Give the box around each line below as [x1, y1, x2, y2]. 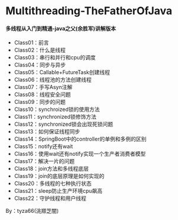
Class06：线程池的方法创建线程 [14, 76, 92, 84]
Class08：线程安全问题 [14, 91, 71, 98]
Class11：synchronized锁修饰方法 [14, 113, 97, 120]
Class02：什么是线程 [14, 46, 66, 54]
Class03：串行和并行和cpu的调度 [14, 54, 96, 61]
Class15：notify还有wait [14, 143, 74, 150]
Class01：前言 [14, 39, 49, 46]
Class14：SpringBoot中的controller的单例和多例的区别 [14, 135, 147, 143]
